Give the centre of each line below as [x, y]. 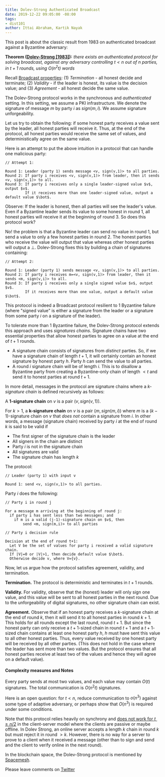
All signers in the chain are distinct [47, 441]
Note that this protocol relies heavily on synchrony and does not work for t [81, 719]
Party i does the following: [32, 493]
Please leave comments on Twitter [40, 769]
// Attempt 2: [20, 261]
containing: [16, 253]
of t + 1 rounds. [20, 341]
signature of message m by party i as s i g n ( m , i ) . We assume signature [76, 108]
